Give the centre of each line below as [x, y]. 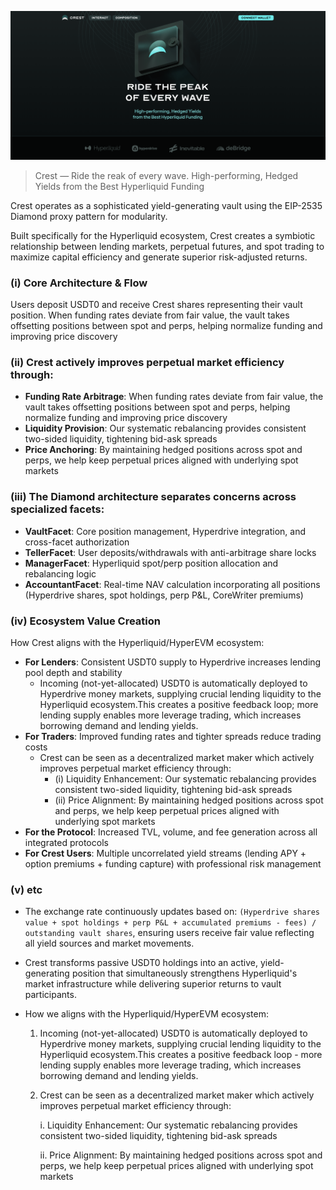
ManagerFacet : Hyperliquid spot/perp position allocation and [151, 563]
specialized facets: [57, 509]
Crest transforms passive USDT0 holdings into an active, [141, 963]
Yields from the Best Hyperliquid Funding [119, 186]
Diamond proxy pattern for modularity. [89, 216]
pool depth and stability [73, 672]
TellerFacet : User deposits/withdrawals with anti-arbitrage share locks [170, 552]
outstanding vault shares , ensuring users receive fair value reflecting [169, 933]
